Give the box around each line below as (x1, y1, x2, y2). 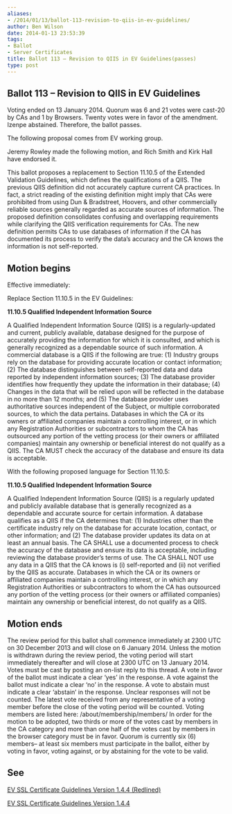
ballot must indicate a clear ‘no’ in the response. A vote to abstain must (7, 681, 210, 689)
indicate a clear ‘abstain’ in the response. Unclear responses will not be (7, 688, 211, 697)
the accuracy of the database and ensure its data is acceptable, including (7, 546, 217, 554)
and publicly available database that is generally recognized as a (7, 501, 192, 510)
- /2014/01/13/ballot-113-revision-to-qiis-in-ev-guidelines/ (7, 17, 190, 24)
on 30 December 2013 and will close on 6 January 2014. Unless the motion (7, 644, 222, 652)
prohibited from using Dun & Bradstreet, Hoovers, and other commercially (7, 198, 217, 206)
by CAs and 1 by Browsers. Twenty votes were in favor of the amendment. (7, 113, 218, 122)
